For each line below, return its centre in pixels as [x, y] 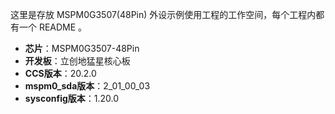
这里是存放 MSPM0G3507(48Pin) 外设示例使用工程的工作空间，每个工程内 [163, 14]
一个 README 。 [53, 27]
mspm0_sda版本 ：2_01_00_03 [87, 86]
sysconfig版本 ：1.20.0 [72, 98]
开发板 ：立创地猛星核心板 [77, 61]
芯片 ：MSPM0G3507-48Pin [82, 48]
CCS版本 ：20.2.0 [60, 73]
